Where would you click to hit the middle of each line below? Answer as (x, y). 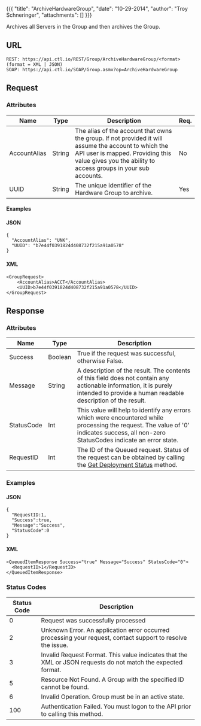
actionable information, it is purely (124, 385)
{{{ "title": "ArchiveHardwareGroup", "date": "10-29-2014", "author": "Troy (97, 9)
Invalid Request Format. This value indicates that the (114, 655)
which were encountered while (120, 418)
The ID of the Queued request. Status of (133, 450)
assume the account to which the (122, 145)
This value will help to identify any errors (134, 411)
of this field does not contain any (123, 378)
